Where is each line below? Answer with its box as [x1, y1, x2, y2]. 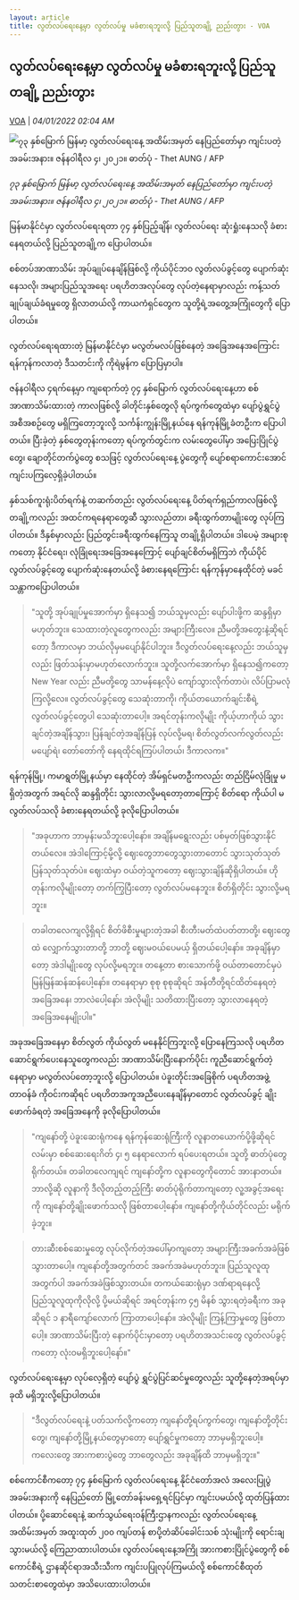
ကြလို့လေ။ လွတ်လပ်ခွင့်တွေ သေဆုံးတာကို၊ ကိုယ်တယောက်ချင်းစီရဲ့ [30, 694, 259, 704]
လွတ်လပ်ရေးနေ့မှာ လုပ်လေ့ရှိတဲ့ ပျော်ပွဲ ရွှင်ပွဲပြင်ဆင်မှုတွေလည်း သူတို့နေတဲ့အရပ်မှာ [9, 1373, 290, 1383]
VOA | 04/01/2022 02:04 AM [9, 115, 115, 126]
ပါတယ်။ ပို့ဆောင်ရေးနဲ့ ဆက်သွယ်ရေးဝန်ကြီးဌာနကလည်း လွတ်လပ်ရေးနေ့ [9, 1510, 257, 1520]
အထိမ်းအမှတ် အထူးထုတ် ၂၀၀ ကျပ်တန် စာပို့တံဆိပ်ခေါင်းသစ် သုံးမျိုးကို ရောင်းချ [9, 1527, 285, 1537]
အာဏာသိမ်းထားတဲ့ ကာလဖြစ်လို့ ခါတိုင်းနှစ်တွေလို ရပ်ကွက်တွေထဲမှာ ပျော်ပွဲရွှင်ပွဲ [9, 400, 281, 412]
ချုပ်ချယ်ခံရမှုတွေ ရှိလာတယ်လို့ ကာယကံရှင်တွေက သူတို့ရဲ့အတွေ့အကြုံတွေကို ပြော [9, 298, 291, 309]
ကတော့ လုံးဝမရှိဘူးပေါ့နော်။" [30, 1348, 131, 1358]
